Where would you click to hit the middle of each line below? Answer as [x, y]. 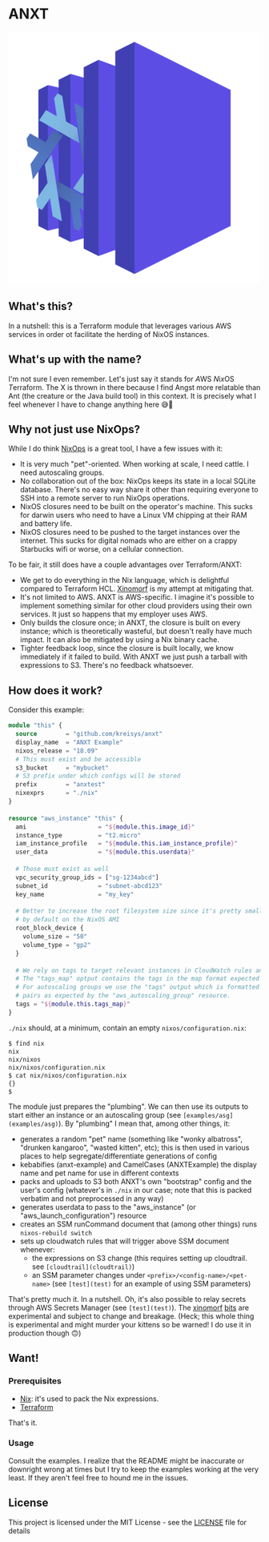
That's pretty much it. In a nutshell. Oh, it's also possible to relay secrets [127, 1299]
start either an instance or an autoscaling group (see [95, 1114]
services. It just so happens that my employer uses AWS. [114, 614]
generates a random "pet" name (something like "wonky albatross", [131, 1138]
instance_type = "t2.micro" [78, 835]
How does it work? [56, 691]
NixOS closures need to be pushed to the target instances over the [130, 532]
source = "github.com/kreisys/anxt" [89, 734]
